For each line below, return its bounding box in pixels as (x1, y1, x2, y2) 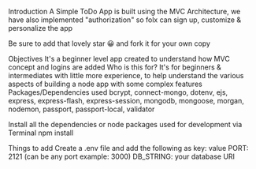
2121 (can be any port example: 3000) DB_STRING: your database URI (8, 152, 235, 161)
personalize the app (8, 24, 73, 32)
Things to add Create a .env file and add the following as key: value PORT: (8, 144, 249, 152)
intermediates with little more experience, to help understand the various (8, 71, 244, 80)
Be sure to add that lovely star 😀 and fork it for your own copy (8, 39, 211, 48)
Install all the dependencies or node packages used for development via (8, 120, 243, 129)
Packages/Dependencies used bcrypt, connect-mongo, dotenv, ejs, (8, 88, 228, 97)
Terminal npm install (8, 128, 74, 137)
